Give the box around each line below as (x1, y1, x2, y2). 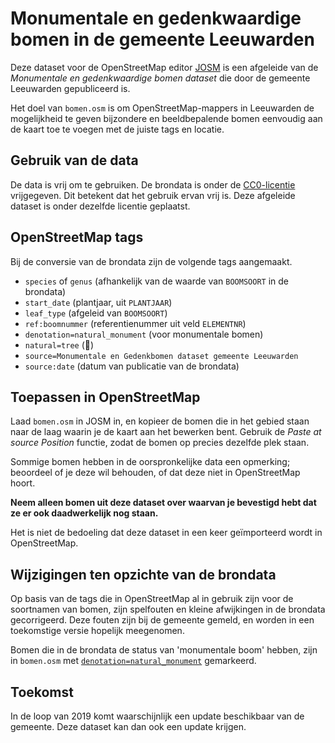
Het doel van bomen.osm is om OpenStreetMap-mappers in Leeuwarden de (10, 102, 315, 114)
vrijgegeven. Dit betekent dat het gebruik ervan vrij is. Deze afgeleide (10, 189, 296, 201)
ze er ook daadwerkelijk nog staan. (10, 507, 159, 519)
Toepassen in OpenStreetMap (10, 388, 201, 406)
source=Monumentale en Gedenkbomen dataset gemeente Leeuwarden (24, 351, 299, 361)
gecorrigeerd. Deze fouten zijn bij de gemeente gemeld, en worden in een (10, 614, 315, 626)
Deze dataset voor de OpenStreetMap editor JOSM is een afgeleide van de (10, 61, 319, 73)
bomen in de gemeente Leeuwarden (10, 28, 315, 51)
